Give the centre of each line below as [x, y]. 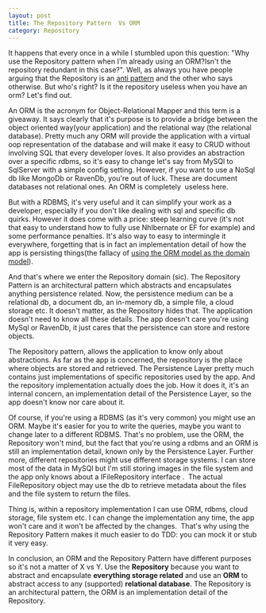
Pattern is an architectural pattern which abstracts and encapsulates [120, 285]
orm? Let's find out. [40, 96]
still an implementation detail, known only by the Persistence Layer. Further [131, 451]
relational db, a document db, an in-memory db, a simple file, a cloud [121, 303]
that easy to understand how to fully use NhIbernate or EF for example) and [132, 228]
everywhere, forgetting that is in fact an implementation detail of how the [127, 244]
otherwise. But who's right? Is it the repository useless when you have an [128, 87]
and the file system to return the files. [69, 494]
